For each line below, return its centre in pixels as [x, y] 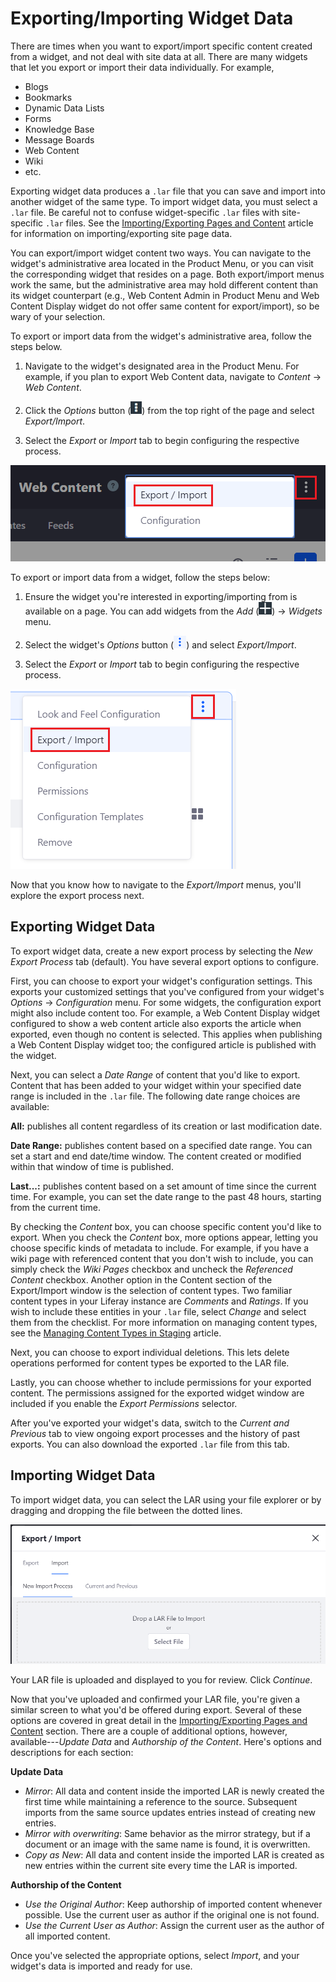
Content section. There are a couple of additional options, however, [149, 1731]
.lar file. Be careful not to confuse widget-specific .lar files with [145, 212]
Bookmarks [48, 97]
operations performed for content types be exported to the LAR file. [150, 1363]
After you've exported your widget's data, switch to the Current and [150, 1423]
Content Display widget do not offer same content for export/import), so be [165, 306]
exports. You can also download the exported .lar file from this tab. [150, 1444]
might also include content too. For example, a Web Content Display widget [165, 1013]
